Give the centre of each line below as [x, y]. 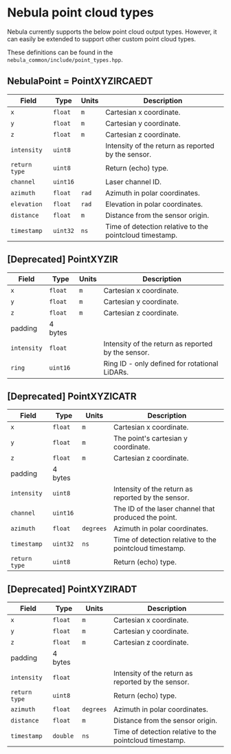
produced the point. [145, 518]
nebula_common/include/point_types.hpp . [65, 59]
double [63, 736]
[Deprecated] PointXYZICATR [72, 396]
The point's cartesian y [150, 439]
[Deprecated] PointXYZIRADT [72, 589]
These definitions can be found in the [60, 52]
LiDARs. [116, 372]
